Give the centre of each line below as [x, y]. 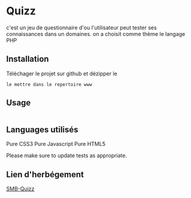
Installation [28, 59]
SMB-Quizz [20, 189]
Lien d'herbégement [45, 174]
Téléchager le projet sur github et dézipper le [62, 74]
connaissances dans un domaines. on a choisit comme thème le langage [96, 33]
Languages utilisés [43, 130]
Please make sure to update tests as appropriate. [67, 156]
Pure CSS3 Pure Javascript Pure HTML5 [56, 144]
